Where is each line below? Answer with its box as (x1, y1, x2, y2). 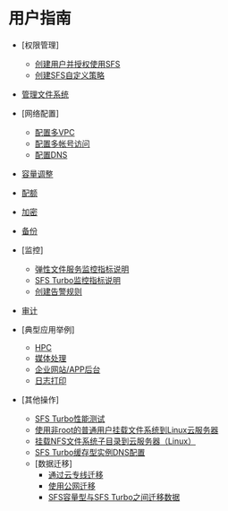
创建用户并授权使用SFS (34, 58, 121, 69)
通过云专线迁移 (47, 469, 104, 480)
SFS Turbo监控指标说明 (34, 274, 122, 285)
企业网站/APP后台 (34, 364, 101, 375)
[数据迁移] (34, 458, 72, 469)
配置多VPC (34, 126, 75, 137)
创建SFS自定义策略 (34, 69, 105, 81)
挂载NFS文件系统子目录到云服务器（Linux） (34, 436, 196, 446)
